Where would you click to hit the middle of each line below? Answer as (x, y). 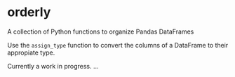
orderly (29, 12)
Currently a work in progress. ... (53, 66)
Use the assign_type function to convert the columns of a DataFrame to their (118, 45)
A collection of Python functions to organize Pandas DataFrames (101, 31)
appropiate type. (31, 52)
